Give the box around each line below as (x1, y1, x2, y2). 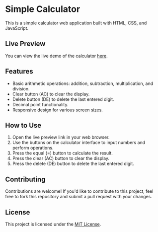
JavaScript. (5, 25, 29, 31)
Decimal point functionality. (12, 101, 69, 107)
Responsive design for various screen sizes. (12, 107, 103, 113)
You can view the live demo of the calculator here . (5, 53, 108, 59)
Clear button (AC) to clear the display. (12, 91, 90, 97)
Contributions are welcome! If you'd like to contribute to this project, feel (5, 188, 154, 194)
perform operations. (12, 145, 54, 151)
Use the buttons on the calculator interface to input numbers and (12, 140, 146, 146)
